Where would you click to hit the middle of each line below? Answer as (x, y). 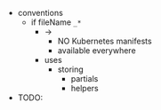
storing (71, 69)
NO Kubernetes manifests (105, 41)
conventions (40, 13)
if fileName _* (56, 22)
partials (85, 79)
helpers (85, 88)
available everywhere (97, 51)
